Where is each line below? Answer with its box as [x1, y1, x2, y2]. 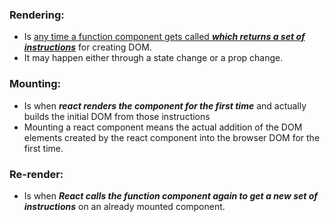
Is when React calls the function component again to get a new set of [23, 189, 319, 202]
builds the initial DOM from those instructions [23, 110, 211, 122]
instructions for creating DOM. [23, 41, 152, 53]
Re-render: [9, 167, 64, 181]
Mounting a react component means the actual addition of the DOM [23, 121, 303, 133]
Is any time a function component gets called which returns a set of [23, 31, 306, 43]
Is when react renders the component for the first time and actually [23, 99, 307, 112]
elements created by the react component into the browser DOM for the [23, 131, 321, 143]
